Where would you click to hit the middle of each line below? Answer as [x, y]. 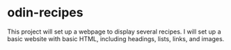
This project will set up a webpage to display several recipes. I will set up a [114, 32]
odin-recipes [45, 13]
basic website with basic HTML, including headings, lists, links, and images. [116, 38]
